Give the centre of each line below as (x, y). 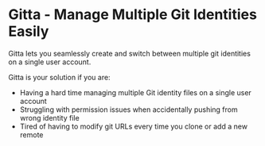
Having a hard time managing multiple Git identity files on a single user (136, 92)
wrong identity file (49, 117)
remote (31, 134)
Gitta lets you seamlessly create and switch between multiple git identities (129, 53)
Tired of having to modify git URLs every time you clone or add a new (134, 126)
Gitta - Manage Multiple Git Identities (132, 15)
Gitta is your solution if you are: (59, 77)
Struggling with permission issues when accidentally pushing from (129, 109)
